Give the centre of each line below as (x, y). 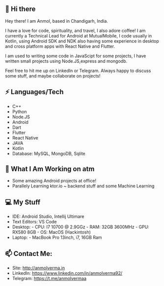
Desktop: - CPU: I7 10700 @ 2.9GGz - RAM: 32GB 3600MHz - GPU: (81, 227)
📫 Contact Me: (29, 254)
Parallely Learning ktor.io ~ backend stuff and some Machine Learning (83, 186)
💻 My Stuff (23, 202)
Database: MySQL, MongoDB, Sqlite (49, 153)
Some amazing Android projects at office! (54, 181)
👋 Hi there (20, 9)
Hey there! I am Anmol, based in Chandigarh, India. (56, 21)
